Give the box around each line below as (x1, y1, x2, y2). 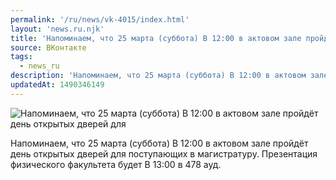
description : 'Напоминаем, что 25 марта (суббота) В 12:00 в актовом (10, 71, 307, 81)
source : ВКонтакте (10, 42, 87, 53)
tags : (10, 52, 33, 62)
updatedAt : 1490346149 (10, 80, 105, 90)
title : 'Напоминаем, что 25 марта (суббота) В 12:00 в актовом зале (10, 33, 302, 43)
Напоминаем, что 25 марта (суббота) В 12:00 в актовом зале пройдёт (10, 137, 309, 149)
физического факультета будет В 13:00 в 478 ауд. (10, 158, 222, 170)
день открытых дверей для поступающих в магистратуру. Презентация (10, 147, 318, 160)
